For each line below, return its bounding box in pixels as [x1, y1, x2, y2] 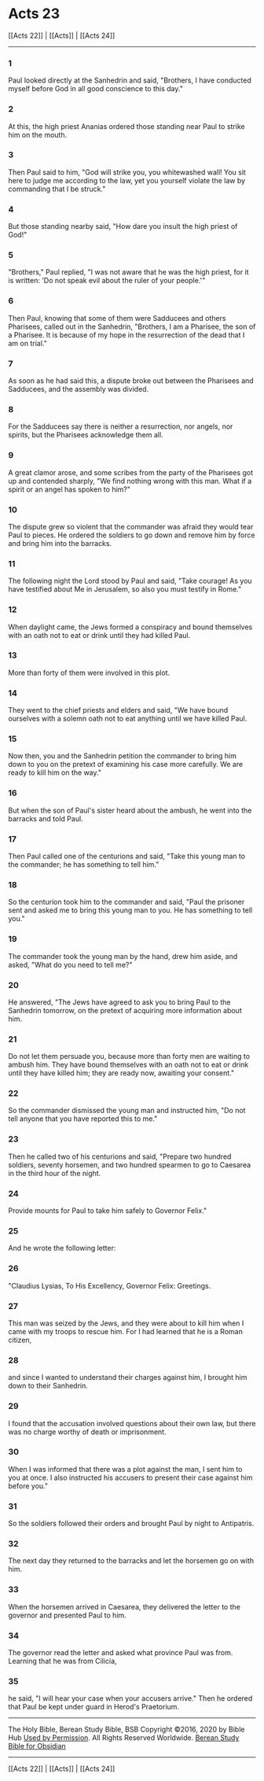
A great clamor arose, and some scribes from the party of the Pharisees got [8, 467, 254, 477]
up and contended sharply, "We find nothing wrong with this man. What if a [8, 476, 252, 485]
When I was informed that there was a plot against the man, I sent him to [8, 1464, 243, 1473]
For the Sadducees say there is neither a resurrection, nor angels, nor [8, 422, 233, 431]
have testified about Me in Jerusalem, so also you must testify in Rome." [8, 584, 242, 594]
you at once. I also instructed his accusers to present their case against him [8, 1473, 253, 1482]
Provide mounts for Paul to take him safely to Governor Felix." [8, 1206, 207, 1215]
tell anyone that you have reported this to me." [8, 1114, 158, 1123]
